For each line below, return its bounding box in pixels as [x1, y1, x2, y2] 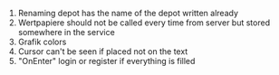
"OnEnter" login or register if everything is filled [17, 56, 196, 66]
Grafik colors [17, 36, 67, 47]
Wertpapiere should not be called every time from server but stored [17, 17, 270, 28]
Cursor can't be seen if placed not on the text [17, 46, 188, 57]
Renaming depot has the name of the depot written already [17, 8, 238, 18]
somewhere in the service [17, 27, 115, 37]
